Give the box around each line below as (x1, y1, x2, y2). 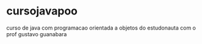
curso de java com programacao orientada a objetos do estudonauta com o (6, 24, 197, 31)
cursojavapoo (6, 4, 78, 18)
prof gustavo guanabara (6, 30, 67, 37)
